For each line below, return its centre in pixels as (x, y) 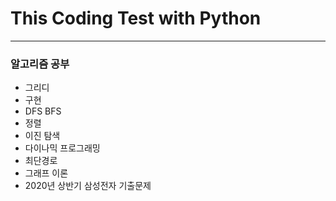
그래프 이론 (46, 173)
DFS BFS (43, 111)
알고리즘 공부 (40, 64)
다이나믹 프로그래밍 (62, 148)
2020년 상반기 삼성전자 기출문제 (88, 186)
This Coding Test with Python (136, 18)
